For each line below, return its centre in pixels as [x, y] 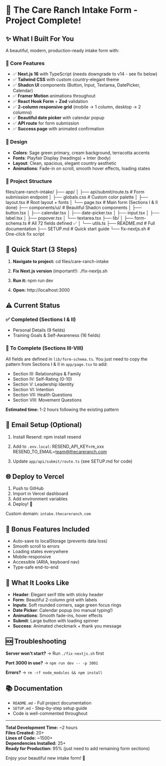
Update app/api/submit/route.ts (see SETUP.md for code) [72, 461]
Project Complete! [44, 20]
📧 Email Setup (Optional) [44, 425]
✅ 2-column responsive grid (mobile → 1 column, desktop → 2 [77, 107]
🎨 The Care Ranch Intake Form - [72, 10]
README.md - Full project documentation [52, 703]
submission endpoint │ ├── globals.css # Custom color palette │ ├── [77, 197]
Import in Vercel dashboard [40, 494]
